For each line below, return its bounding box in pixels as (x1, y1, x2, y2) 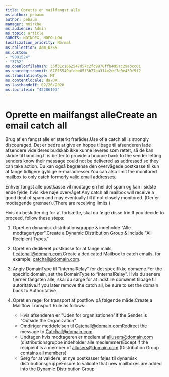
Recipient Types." (12, 235, 49, 242)
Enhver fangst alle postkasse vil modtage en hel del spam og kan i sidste (5, 184, 156, 190)
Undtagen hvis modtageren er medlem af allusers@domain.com (20, 334, 153, 340)
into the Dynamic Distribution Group (20, 366, 95, 372)
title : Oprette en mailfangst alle (5, 7, 80, 13)
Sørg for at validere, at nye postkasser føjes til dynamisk (20, 355, 137, 361)
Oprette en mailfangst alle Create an (5, 109, 157, 120)
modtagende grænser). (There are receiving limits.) (5, 200, 111, 206)
